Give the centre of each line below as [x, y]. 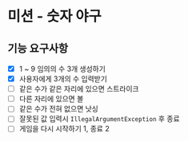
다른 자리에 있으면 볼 [51, 99]
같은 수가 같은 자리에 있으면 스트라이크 [79, 89]
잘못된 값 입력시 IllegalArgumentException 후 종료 [100, 119]
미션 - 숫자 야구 [54, 16]
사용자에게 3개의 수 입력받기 [63, 79]
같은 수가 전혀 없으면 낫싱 [59, 109]
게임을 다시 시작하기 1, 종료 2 [64, 129]
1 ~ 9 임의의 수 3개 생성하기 [62, 69]
